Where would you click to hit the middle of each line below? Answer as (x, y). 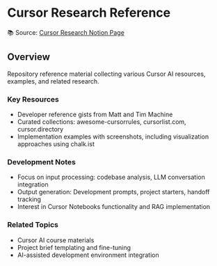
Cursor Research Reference (89, 13)
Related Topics (33, 225)
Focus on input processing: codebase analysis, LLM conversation (111, 177)
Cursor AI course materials (56, 240)
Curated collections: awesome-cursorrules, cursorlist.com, (102, 122)
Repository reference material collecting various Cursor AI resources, (106, 74)
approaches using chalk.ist (56, 144)
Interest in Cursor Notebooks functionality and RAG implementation (114, 207)
